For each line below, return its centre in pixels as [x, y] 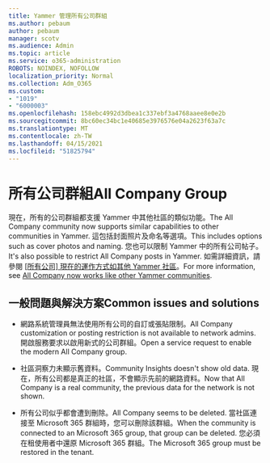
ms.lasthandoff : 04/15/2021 [56, 143]
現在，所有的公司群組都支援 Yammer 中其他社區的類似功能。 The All [121, 217]
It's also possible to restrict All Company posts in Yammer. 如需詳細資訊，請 [135, 256]
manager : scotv [34, 38]
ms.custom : [27, 91]
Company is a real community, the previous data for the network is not [137, 388]
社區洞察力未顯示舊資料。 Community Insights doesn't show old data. [135, 368]
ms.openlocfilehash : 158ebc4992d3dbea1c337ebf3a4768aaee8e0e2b [117, 114]
